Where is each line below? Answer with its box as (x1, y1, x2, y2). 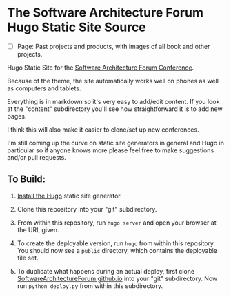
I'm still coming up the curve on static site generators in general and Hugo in (7, 139, 224, 147)
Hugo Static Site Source (7, 19, 146, 35)
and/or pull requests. (7, 154, 67, 161)
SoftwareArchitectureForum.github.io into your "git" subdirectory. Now (17, 274, 218, 283)
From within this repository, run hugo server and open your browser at (17, 218, 217, 227)
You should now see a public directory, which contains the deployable (17, 246, 218, 254)
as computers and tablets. (7, 84, 81, 92)
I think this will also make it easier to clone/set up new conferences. (7, 125, 199, 134)
